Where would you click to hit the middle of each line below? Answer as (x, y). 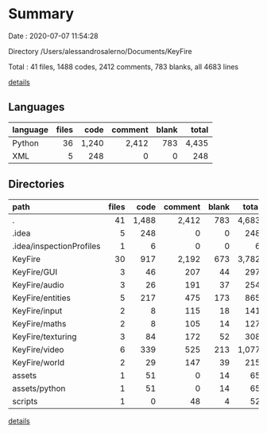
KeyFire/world (39, 362)
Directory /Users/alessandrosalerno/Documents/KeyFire (100, 51)
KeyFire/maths (39, 323)
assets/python (39, 388)
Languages (37, 107)
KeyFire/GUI (35, 271)
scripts (25, 401)
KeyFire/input (37, 310)
